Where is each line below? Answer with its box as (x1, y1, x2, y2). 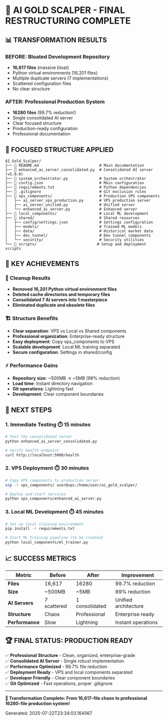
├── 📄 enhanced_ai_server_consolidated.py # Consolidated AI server (5, 167, 153, 172)
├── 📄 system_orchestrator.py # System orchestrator (5, 176, 146, 181)
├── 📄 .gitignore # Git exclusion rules (5, 189, 146, 194)
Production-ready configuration (12, 125, 78, 131)
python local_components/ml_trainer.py (5, 540, 88, 545)
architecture (115, 602, 144, 609)
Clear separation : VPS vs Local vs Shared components (12, 327, 126, 334)
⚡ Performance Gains (5, 362, 58, 369)
